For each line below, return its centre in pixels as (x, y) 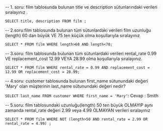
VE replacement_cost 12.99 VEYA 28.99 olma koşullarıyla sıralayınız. (74, 59)
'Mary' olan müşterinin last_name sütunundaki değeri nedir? (65, 86)
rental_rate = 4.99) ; (28, 124)
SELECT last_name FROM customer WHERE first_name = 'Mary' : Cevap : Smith (82, 96)
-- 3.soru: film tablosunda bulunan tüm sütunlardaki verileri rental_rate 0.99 (81, 54)
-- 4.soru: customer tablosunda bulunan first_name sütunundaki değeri (77, 81)
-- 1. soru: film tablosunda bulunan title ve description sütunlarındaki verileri (81, 7)
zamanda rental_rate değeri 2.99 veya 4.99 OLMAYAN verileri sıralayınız (78, 110)
